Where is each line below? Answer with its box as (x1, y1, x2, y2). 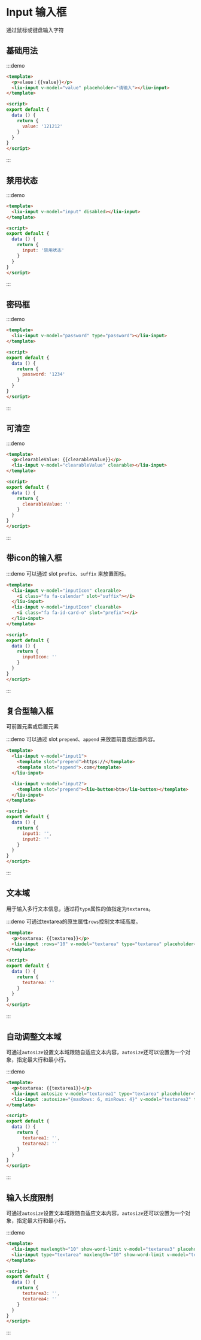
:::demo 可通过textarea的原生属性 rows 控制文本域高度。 (6, 918, 141, 925)
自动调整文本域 (6, 1032, 62, 1042)
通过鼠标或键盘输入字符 (6, 26, 64, 34)
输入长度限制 (6, 1193, 54, 1203)
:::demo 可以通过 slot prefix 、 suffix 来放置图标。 (6, 570, 130, 577)
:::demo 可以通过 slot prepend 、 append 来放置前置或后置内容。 (6, 736, 159, 743)
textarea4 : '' (22, 1296, 58, 1302)
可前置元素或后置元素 (6, 723, 59, 730)
